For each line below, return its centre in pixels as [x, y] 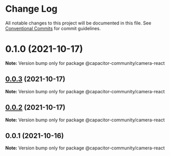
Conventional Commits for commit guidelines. [53, 28]
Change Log [31, 9]
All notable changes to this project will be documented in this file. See [78, 23]
